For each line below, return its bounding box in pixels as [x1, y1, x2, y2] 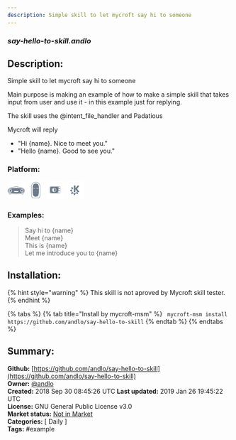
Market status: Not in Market [7, 409, 94, 418]
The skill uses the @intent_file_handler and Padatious [7, 112, 163, 120]
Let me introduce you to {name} [24, 249, 118, 257]
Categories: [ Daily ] [7, 417, 67, 426]
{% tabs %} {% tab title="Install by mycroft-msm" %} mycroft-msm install [7, 309, 228, 318]
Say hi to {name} [24, 226, 74, 235]
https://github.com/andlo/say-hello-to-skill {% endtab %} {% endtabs [7, 317, 223, 326]
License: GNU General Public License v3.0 [7, 402, 133, 410]
